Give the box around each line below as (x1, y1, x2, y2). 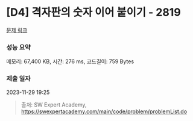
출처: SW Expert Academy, (21, 101, 87, 108)
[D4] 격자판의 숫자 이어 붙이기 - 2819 (6, 5, 181, 19)
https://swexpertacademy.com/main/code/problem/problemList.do (21, 108, 188, 115)
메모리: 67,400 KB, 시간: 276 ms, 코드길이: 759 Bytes (6, 58, 134, 65)
